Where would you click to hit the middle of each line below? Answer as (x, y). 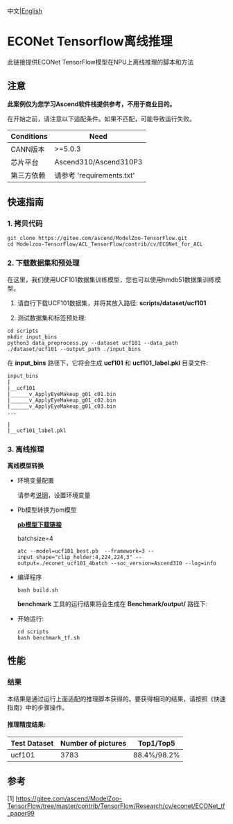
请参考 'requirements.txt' (95, 175)
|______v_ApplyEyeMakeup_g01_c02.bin (62, 400)
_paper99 (21, 813)
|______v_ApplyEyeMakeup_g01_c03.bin (62, 406)
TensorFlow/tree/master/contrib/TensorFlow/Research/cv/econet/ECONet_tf (116, 806)
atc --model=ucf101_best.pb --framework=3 (81, 551)
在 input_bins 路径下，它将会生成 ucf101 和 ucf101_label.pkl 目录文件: (107, 363)
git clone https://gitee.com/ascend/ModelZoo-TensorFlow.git (97, 239)
